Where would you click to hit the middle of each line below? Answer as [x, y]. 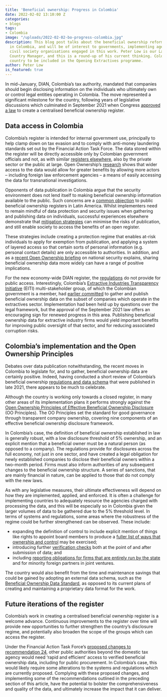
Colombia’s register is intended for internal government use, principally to [80, 138]
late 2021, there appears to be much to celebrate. [56, 387]
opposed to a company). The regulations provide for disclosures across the [82, 448]
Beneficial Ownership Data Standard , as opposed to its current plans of [78, 583]
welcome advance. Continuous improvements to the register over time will [81, 621]
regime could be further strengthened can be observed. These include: [78, 522]
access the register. [25, 637]
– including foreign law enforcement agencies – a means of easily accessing [83, 175]
